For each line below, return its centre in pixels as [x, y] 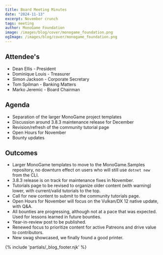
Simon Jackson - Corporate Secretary [51, 79]
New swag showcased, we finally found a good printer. [68, 238]
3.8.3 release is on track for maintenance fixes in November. [73, 180]
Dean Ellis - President [34, 69]
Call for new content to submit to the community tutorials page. [76, 196]
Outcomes [21, 153]
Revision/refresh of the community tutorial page [61, 127]
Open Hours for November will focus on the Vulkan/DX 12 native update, [85, 201]
